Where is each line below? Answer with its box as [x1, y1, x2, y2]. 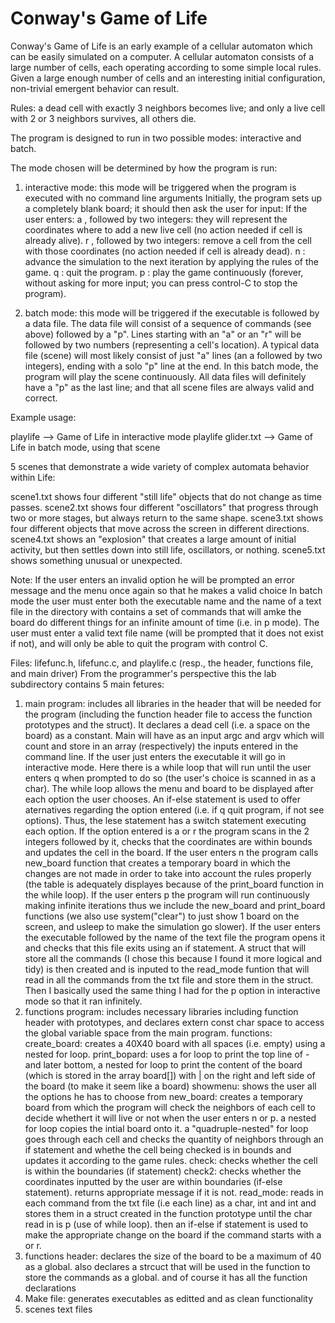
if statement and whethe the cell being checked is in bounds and [24, 1143, 292, 1156]
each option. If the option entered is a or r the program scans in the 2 [24, 825, 310, 837]
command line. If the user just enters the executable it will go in [24, 750, 286, 762]
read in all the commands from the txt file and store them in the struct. [24, 973, 314, 986]
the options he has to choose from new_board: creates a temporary [24, 1090, 303, 1102]
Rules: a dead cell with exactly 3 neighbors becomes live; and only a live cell [10, 102, 326, 114]
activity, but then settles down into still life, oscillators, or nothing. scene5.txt [10, 543, 326, 556]
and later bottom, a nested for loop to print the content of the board [24, 1058, 303, 1071]
